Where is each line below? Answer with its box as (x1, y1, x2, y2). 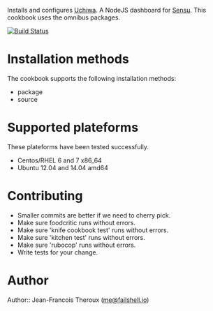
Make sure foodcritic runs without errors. (17, 218, 136, 227)
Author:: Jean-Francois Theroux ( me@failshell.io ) (7, 296, 149, 304)
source (17, 95, 38, 103)
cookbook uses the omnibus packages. (7, 13, 121, 22)
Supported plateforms (7, 120, 138, 135)
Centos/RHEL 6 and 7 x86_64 (17, 156, 103, 165)
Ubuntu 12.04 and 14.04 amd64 (17, 163, 108, 172)
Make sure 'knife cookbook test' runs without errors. (17, 226, 169, 234)
